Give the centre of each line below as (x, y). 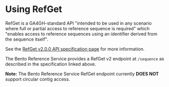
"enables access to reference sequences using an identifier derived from (81, 34)
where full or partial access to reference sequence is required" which (77, 28)
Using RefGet (34, 9)
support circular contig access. (38, 79)
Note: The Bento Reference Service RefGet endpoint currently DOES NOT (82, 73)
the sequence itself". (27, 39)
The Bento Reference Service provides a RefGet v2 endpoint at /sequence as (85, 58)
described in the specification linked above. (51, 64)
